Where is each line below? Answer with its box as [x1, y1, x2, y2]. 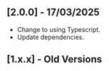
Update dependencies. [16, 33, 85, 41]
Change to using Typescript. [16, 25, 100, 33]
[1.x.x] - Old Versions [6, 53, 103, 65]
